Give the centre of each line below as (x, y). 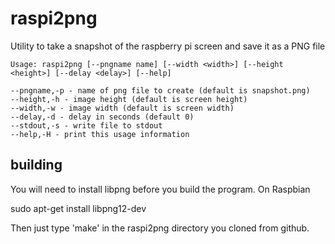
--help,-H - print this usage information (100, 134)
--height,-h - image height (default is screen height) (129, 99)
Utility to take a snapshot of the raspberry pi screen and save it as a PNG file (168, 46)
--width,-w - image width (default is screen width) (122, 108)
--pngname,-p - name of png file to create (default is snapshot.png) (160, 90)
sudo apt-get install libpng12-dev (78, 208)
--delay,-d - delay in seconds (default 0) (102, 117)
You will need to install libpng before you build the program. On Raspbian (160, 189)
